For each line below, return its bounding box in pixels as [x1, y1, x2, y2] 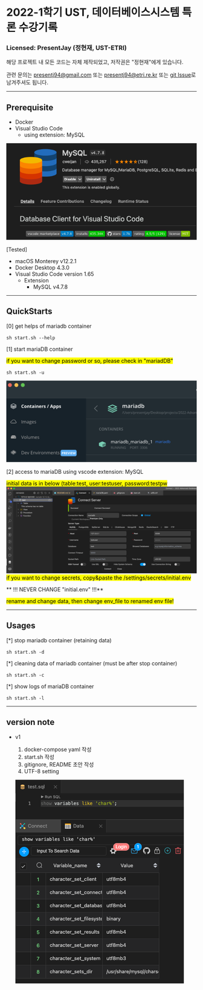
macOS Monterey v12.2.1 [14, 257, 77, 264]
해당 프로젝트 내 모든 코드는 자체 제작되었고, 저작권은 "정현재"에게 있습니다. [6, 59, 184, 66]
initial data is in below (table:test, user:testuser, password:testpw [6, 479, 168, 487]
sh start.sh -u [6, 369, 45, 375]
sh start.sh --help [6, 334, 56, 341]
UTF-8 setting [24, 767, 59, 774]
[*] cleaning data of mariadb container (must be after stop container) [6, 659, 178, 667]
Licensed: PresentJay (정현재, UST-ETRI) [6, 43, 127, 52]
